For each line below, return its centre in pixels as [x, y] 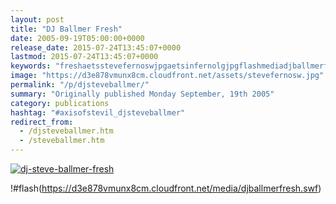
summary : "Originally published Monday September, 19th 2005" [142, 94]
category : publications [60, 103]
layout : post [37, 19]
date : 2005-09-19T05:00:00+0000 [77, 38]
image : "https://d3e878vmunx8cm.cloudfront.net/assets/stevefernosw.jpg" [167, 76]
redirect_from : [42, 122]
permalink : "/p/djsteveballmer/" [80, 85]
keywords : [31, 66]
